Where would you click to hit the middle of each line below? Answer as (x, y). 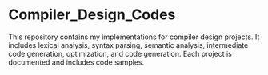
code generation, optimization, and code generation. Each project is (120, 53)
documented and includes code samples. (76, 62)
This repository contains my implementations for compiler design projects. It (134, 37)
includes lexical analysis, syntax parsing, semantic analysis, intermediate (128, 45)
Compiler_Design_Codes (92, 15)
